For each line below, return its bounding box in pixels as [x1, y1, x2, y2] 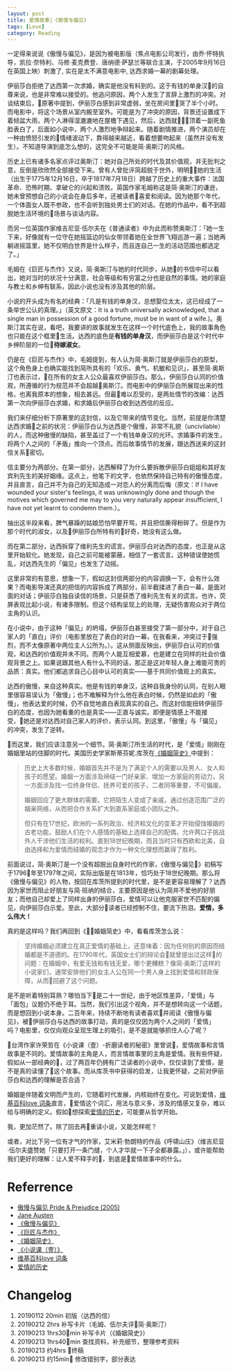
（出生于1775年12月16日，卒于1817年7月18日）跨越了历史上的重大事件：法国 [7, 174, 225, 183]
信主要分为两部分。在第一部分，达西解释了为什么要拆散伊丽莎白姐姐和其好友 [7, 463, 226, 471]
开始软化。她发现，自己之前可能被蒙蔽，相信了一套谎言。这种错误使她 [12, 551, 214, 560]
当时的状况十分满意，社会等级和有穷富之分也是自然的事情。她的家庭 [31, 274, 226, 282]
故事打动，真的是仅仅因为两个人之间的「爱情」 [80, 1018, 215, 1026]
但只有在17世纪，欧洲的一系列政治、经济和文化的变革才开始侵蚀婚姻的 [24, 819, 225, 828]
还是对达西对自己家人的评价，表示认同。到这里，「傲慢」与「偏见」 [29, 717, 221, 725]
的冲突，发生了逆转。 [7, 726, 68, 734]
